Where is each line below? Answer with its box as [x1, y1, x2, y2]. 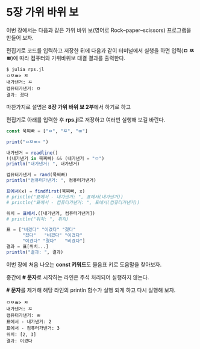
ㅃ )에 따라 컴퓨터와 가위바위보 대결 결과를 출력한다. [6, 54, 126, 61]
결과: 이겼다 [6, 338, 33, 344]
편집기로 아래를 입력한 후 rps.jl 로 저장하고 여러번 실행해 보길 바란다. [6, 116, 166, 123]
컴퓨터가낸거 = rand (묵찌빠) [6, 172, 68, 178]
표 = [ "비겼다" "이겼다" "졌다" [6, 227, 77, 233]
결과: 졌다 [6, 91, 29, 98]
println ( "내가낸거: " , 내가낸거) [6, 161, 80, 167]
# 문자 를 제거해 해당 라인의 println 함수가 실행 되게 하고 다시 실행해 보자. [6, 286, 176, 294]
